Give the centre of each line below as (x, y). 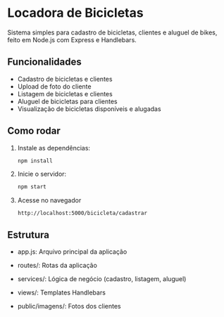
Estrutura (29, 234)
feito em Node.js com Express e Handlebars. (72, 39)
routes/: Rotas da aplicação (57, 266)
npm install (35, 161)
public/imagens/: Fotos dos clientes (69, 306)
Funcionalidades (45, 62)
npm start (32, 187)
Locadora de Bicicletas (75, 13)
